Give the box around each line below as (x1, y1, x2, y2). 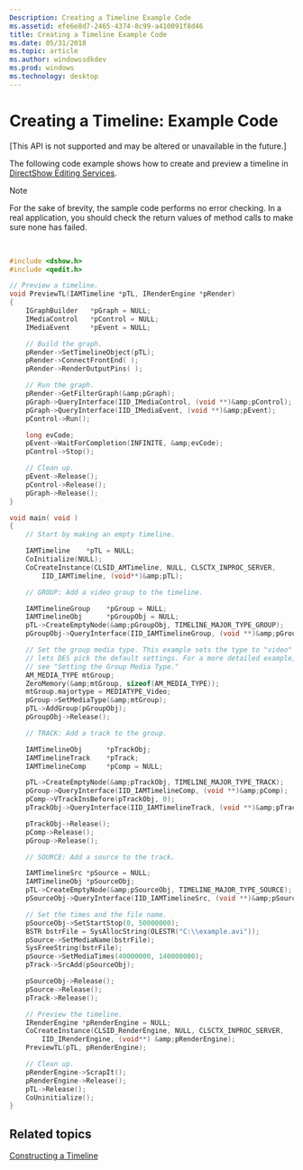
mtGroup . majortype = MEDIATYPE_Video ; (25, 687, 171, 697)
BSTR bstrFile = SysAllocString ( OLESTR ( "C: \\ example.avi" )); (25, 927, 260, 936)
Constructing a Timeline (9, 1150, 99, 1161)
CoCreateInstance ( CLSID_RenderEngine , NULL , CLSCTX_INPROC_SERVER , (25, 1027, 284, 1036)
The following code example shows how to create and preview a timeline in (9, 158, 289, 169)
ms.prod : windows (9, 64, 75, 73)
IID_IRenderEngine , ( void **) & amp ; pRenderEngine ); (41, 1035, 236, 1044)
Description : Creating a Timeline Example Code (9, 13, 192, 23)
